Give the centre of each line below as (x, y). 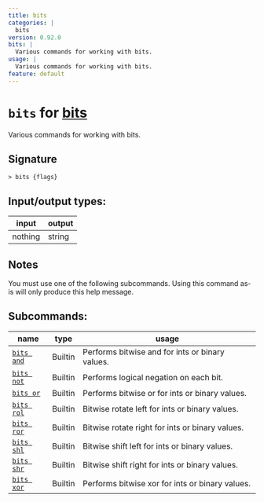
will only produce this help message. (74, 292)
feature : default (37, 74)
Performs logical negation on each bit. (153, 377)
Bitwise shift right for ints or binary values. (160, 464)
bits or (26, 393)
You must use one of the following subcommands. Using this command (123, 283)
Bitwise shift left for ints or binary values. (158, 446)
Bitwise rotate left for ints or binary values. (160, 409)
